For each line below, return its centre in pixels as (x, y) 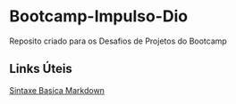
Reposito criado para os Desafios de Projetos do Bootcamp (118, 41)
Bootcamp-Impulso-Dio (99, 16)
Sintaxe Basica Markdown (57, 90)
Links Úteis (41, 69)
